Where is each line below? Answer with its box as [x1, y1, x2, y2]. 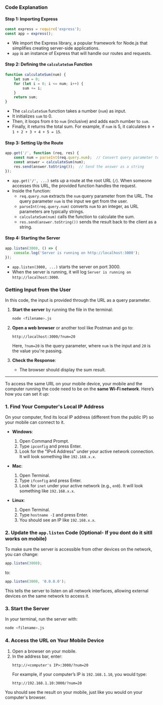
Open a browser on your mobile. [12, 648, 77, 654]
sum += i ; [22, 86, 42, 91]
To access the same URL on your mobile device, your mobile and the [5, 380, 143, 386]
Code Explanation [5, 4, 48, 11]
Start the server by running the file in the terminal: [12, 307, 113, 312]
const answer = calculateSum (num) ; [14, 160, 86, 165]
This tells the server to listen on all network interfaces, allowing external [5, 588, 149, 594]
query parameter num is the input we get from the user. [19, 198, 128, 204]
